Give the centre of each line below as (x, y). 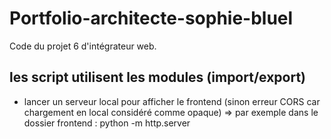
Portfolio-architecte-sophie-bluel (151, 18)
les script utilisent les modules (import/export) (158, 77)
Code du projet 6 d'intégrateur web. (83, 46)
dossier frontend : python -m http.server (107, 123)
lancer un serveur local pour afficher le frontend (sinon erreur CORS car (172, 101)
